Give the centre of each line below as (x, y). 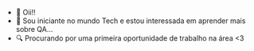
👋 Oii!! (25, 12)
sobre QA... (34, 29)
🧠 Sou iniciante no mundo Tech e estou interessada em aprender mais (131, 21)
